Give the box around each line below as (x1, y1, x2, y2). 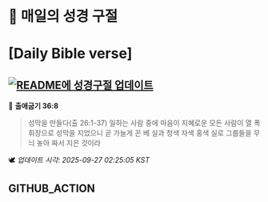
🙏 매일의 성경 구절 (8, 7, 118, 26)
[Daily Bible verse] (8, 45, 133, 63)
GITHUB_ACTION (8, 181, 96, 195)
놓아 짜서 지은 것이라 (36, 138, 102, 148)
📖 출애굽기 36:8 (8, 101, 58, 111)
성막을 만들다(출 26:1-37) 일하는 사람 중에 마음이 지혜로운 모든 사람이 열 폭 (27, 118, 261, 128)
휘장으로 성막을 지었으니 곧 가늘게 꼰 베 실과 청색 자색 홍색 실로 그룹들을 (27, 128, 252, 138)
